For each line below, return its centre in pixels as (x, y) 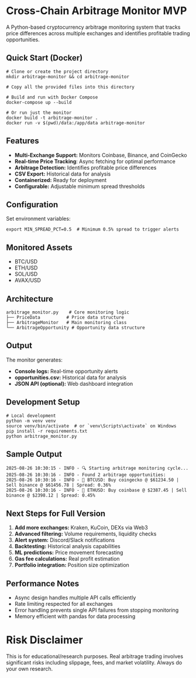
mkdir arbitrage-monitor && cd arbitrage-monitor (68, 77)
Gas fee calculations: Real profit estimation (67, 559)
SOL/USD (26, 274)
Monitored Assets (39, 247)
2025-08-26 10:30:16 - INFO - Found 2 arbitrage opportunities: (86, 475)
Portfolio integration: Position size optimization (72, 565)
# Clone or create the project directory (57, 72)
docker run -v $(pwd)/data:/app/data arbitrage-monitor (75, 123)
